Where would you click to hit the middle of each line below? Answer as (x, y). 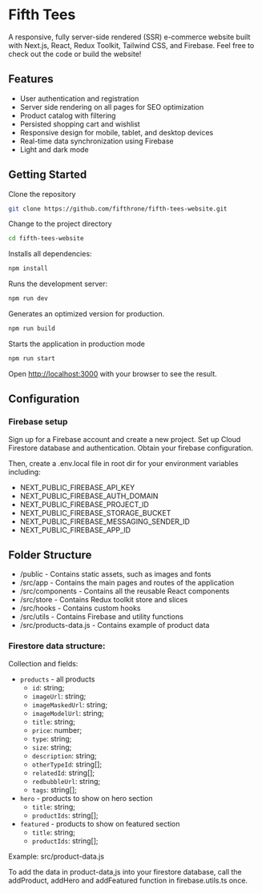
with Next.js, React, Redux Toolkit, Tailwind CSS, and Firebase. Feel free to (131, 45)
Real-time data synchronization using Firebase (97, 141)
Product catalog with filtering (68, 115)
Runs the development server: (58, 284)
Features (31, 79)
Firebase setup (38, 422)
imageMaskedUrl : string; (70, 704)
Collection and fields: (43, 663)
